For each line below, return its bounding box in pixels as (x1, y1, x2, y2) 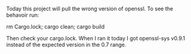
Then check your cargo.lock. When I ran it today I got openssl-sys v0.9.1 (6, 35, 185, 41)
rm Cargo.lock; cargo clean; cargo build (6, 23, 105, 30)
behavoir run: (6, 11, 40, 19)
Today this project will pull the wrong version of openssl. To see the (6, 5, 174, 12)
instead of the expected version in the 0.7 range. (6, 41, 127, 48)
